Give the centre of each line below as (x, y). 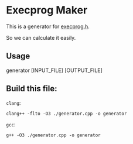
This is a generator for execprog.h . (48, 26)
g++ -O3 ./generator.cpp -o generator (53, 135)
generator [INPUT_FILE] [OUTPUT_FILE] (54, 70)
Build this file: (32, 89)
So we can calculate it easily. (41, 37)
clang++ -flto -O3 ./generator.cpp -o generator (66, 114)
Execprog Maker (47, 10)
